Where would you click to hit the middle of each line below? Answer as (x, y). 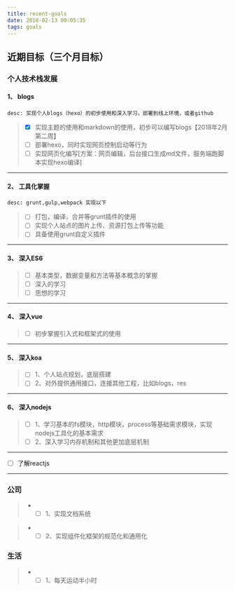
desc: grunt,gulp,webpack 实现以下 (57, 203)
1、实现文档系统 (68, 514)
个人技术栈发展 (33, 79)
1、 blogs (21, 97)
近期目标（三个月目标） (58, 57)
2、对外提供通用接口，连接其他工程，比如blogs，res (111, 383)
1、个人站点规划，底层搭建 (73, 374)
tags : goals (24, 27)
